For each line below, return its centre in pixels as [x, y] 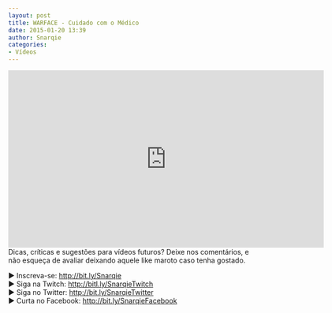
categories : [28, 45]
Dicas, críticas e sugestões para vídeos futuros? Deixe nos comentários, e [129, 252]
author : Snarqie [35, 37]
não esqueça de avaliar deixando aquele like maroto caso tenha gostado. [127, 260]
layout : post [30, 15]
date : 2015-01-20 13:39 [47, 30]
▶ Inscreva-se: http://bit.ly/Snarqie [65, 276]
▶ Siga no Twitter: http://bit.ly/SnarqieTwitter [81, 292]
